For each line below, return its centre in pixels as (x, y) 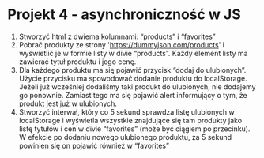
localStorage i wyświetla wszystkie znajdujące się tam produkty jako (130, 120)
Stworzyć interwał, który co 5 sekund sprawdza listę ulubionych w (126, 111)
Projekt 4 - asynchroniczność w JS (124, 15)
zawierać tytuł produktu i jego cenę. (77, 62)
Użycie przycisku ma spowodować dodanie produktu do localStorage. (133, 78)
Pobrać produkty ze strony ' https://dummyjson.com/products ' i (121, 44)
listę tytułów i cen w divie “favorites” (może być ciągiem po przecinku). (134, 129)
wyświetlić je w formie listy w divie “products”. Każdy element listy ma (133, 53)
